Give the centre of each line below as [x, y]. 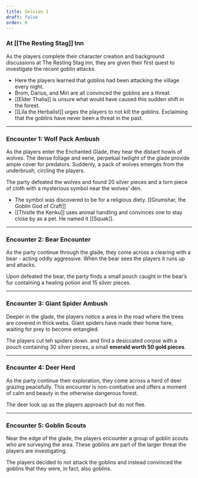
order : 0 [17, 22]
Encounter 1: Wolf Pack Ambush [53, 138]
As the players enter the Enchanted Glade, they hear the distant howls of [94, 151]
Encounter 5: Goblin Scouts [46, 425]
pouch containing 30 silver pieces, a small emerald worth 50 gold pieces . [96, 347]
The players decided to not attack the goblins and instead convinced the [94, 463]
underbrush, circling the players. [46, 170]
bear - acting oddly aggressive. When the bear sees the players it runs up [96, 259]
